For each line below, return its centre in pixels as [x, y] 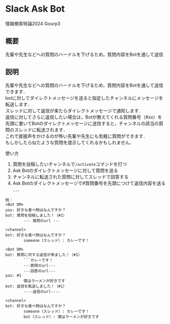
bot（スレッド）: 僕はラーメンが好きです [61, 317]
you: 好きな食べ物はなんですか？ [36, 210]
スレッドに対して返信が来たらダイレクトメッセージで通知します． [74, 110]
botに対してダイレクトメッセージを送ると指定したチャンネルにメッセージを [84, 98]
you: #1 [13, 275]
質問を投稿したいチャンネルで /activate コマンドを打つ [70, 164]
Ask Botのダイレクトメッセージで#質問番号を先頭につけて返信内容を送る [89, 183]
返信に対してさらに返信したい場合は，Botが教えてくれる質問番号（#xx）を [84, 117]
